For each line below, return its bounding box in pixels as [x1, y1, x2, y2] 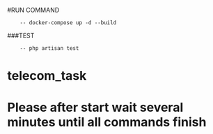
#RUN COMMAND [7, 6, 60, 14]
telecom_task [7, 68, 87, 84]
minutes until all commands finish [7, 115, 207, 131]
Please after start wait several [7, 100, 184, 115]
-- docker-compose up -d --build [19, 19, 117, 26]
